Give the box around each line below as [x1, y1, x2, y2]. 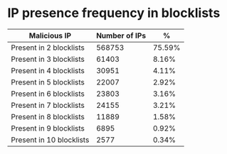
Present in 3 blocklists [11, 54, 85, 64]
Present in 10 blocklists [11, 135, 90, 145]
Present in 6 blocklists [11, 89, 85, 99]
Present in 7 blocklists [11, 100, 85, 110]
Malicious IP [28, 31, 72, 40]
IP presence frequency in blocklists [7, 5, 221, 21]
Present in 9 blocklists [11, 123, 85, 133]
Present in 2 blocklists [11, 43, 85, 53]
